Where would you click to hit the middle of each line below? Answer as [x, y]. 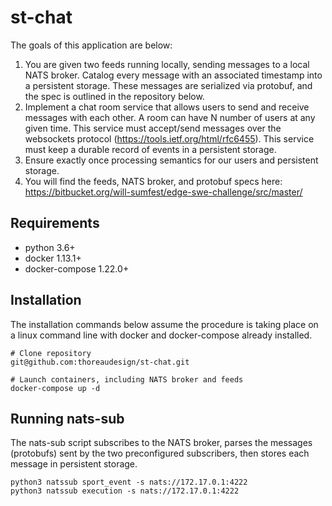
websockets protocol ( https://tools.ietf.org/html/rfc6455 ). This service [169, 138]
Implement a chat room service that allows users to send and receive [167, 107]
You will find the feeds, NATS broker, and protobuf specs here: [153, 181]
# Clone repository [51, 353]
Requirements [55, 223]
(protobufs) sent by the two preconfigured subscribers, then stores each [160, 453]
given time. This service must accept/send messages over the [153, 128]
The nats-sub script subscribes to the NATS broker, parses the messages [161, 443]
